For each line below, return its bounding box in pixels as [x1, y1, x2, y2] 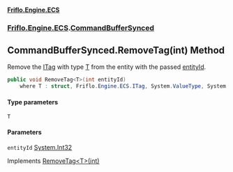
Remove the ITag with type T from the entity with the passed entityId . [7, 63, 206, 71]
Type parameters [7, 97, 59, 106]
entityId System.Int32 [7, 143, 73, 152]
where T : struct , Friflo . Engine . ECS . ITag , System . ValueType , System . [20, 83, 230, 90]
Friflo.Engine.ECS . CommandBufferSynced [7, 23, 155, 33]
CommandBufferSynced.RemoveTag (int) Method [7, 44, 225, 56]
